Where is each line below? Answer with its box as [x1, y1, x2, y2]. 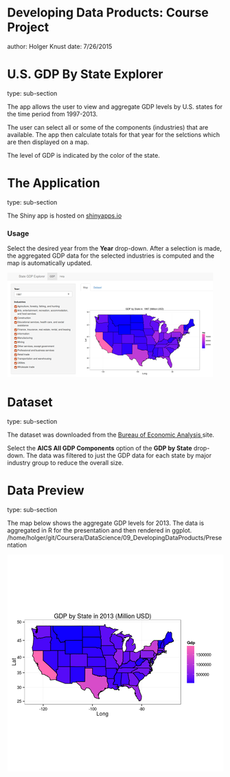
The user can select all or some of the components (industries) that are [7, 123, 209, 132]
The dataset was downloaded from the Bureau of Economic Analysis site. [7, 431, 215, 439]
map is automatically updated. [7, 259, 93, 267]
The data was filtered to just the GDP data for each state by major [26, 451, 211, 459]
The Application [7, 176, 101, 191]
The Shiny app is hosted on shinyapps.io [7, 211, 122, 220]
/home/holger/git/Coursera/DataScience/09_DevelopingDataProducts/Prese [7, 533, 222, 541]
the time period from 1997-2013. [7, 110, 98, 118]
